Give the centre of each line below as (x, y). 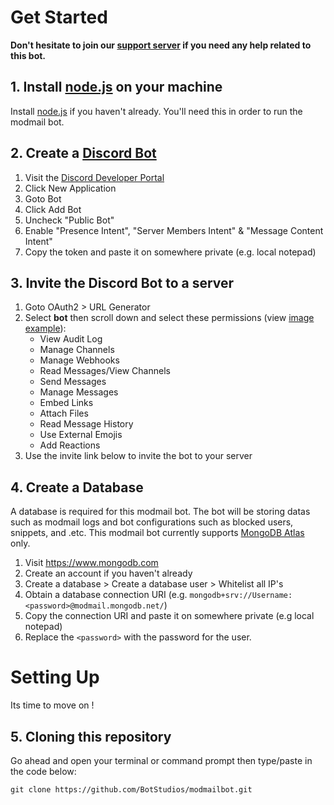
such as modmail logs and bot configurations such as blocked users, (152, 522)
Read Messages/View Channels (105, 371)
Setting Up (55, 677)
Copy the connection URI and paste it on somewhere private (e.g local (169, 616)
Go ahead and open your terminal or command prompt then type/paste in (161, 760)
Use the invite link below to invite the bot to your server (138, 456)
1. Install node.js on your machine (116, 87)
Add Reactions (70, 445)
